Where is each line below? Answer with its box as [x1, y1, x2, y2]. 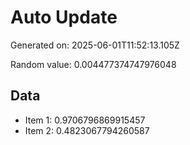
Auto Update [10, 6, 118, 29]
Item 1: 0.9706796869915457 [24, 114, 146, 126]
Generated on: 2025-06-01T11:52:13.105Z [10, 39, 180, 51]
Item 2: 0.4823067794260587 [24, 124, 150, 136]
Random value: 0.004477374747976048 [10, 58, 177, 70]
